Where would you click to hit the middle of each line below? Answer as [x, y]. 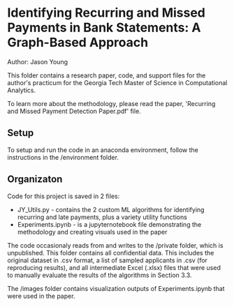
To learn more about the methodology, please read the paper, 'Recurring [111, 103]
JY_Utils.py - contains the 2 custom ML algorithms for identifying [111, 209]
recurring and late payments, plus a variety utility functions [102, 217]
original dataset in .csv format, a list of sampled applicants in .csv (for [108, 260]
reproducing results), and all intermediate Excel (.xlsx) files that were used [114, 267]
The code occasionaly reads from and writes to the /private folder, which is [115, 245]
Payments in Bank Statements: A [104, 28]
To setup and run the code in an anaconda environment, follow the [103, 150]
